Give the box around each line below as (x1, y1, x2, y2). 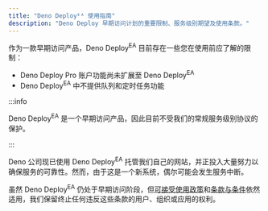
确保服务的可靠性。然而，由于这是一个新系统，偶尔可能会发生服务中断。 (8, 167, 248, 176)
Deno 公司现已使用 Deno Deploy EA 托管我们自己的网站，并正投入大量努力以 (8, 155, 259, 166)
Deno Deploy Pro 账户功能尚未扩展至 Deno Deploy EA (19, 69, 195, 80)
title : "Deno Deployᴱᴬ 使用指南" (8, 11, 116, 20)
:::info (8, 97, 27, 106)
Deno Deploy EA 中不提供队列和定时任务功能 (19, 79, 165, 90)
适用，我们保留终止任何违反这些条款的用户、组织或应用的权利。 (8, 194, 220, 204)
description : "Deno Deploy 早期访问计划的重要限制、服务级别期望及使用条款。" (8, 19, 249, 27)
